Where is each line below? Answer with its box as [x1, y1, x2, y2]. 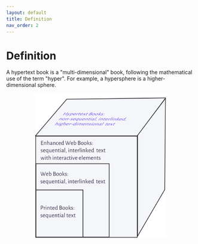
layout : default [6, 10, 47, 16]
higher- [147, 75, 166, 82]
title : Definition [6, 16, 52, 22]
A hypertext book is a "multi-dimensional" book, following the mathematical [6, 69, 193, 76]
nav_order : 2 [6, 22, 39, 28]
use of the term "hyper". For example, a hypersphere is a [6, 75, 147, 82]
